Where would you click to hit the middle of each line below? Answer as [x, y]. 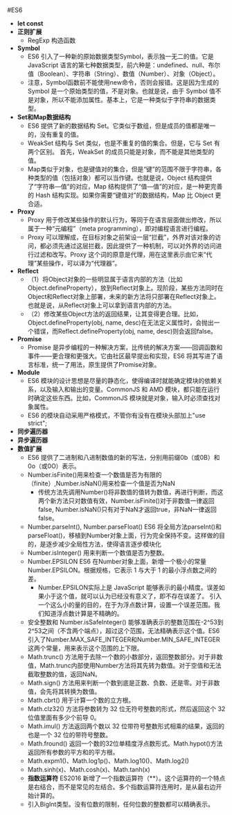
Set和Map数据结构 [44, 117]
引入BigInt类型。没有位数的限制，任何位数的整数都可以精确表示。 [121, 804]
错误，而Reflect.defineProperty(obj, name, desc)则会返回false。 [125, 331]
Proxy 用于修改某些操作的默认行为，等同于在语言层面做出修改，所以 [125, 220]
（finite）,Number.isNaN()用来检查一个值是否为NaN [101, 483]
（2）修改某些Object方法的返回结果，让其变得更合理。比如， [115, 314]
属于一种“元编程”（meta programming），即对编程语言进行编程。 [120, 229]
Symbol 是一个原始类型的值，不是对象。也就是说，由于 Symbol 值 [122, 91]
